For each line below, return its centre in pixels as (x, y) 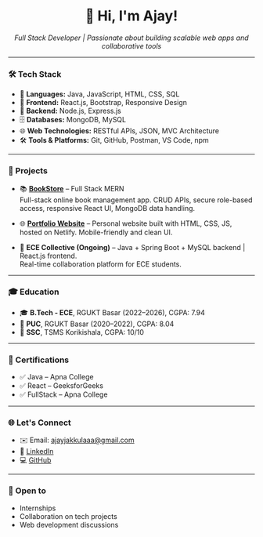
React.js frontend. (48, 256)
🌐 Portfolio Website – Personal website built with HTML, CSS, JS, (126, 223)
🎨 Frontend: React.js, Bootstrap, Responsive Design (103, 103)
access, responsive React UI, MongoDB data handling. (107, 208)
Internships (38, 508)
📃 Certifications (39, 360)
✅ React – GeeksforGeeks (61, 386)
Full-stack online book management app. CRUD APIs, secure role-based (136, 200)
